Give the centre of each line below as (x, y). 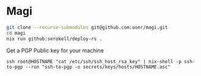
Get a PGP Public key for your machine (55, 50)
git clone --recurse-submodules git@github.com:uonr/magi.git (87, 27)
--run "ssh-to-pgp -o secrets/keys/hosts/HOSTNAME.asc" (98, 67)
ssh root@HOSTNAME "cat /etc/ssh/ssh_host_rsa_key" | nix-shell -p (94, 61)
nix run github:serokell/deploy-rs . (54, 39)
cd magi (16, 33)
